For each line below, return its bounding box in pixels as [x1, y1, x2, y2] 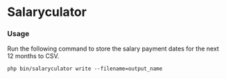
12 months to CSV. [7, 52, 60, 60]
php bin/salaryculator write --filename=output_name [7, 65, 163, 73]
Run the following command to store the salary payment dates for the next [7, 44, 220, 53]
